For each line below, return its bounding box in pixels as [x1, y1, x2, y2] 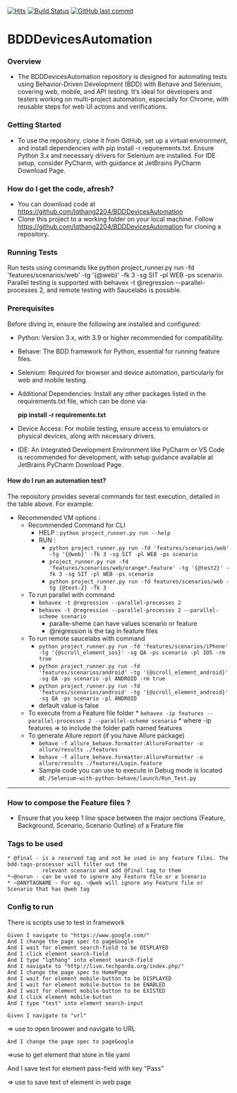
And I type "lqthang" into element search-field [7, 956, 153, 963]
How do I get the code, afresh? [7, 183, 114, 193]
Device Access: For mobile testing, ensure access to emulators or [17, 424, 209, 433]
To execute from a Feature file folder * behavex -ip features [28, 708, 205, 717]
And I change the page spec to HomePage [7, 969, 128, 976]
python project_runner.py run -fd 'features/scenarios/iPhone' [38, 643, 229, 650]
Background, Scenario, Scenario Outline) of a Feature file [17, 821, 184, 830]
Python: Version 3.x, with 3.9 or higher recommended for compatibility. [17, 333, 224, 342]
